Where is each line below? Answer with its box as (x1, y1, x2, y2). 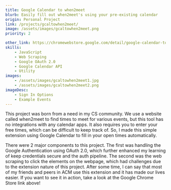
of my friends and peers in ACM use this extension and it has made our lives (5, 169, 165, 175)
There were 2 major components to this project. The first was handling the (5, 142, 161, 148)
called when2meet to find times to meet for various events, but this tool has (5, 116, 164, 122)
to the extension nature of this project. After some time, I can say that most (5, 164, 162, 170)
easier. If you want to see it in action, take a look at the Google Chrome (5, 175, 154, 181)
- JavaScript (14, 49, 42, 55)
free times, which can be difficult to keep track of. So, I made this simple (5, 127, 157, 133)
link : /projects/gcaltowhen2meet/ (5, 21, 79, 27)
